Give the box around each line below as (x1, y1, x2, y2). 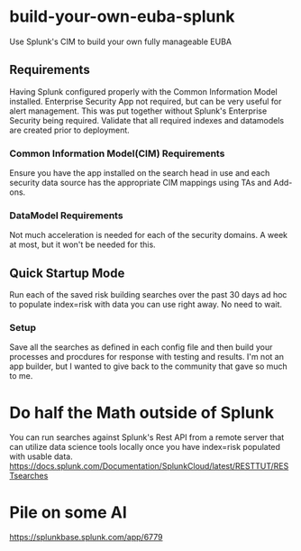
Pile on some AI (9, 502, 128, 522)
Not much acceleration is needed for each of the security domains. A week (9, 230, 288, 241)
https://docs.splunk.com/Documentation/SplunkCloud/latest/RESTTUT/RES (9, 461, 289, 472)
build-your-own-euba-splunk (9, 6, 235, 27)
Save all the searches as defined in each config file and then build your (9, 342, 273, 353)
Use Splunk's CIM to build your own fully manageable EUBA (9, 36, 233, 47)
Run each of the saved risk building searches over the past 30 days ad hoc (9, 289, 287, 300)
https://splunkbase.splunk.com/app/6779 (9, 532, 163, 543)
